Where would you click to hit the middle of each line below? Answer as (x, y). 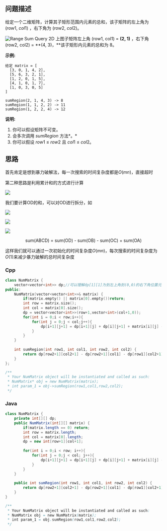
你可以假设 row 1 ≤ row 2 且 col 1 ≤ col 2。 (53, 142)
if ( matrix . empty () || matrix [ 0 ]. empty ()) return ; (74, 299)
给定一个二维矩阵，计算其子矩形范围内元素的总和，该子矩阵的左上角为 (77, 22)
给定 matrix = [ (21, 66)
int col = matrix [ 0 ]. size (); (53, 308)
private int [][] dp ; (35, 419)
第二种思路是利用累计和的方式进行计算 (44, 182)
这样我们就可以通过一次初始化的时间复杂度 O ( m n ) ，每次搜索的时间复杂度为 (81, 250)
